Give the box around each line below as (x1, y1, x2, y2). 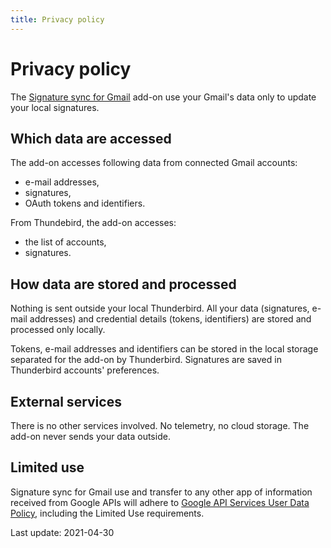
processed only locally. (10, 324, 106, 336)
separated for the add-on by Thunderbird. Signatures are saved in (10, 354, 282, 366)
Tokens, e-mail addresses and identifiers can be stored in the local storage (10, 343, 319, 355)
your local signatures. (10, 101, 100, 113)
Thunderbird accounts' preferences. (10, 364, 160, 376)
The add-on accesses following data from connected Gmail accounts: (10, 157, 298, 169)
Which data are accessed (10, 130, 172, 147)
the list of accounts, (24, 236, 107, 248)
